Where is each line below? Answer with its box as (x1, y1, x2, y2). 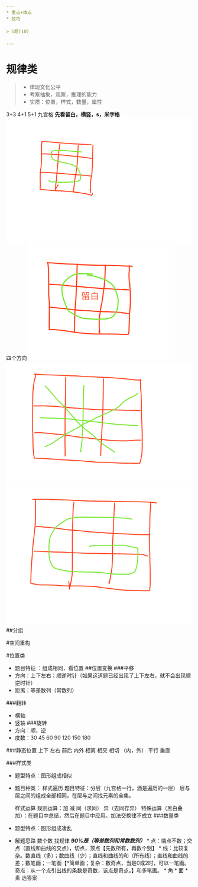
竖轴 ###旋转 (14, 719, 47, 726)
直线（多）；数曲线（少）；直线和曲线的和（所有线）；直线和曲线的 (30, 851, 189, 859)
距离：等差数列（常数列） (14, 687, 77, 694)
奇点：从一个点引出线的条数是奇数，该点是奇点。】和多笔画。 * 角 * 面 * (14, 866, 188, 874)
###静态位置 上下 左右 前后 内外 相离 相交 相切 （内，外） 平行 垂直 (6, 746, 170, 754)
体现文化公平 (29, 84, 61, 91)
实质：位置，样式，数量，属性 (29, 98, 102, 106)
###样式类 (6, 759, 32, 766)
